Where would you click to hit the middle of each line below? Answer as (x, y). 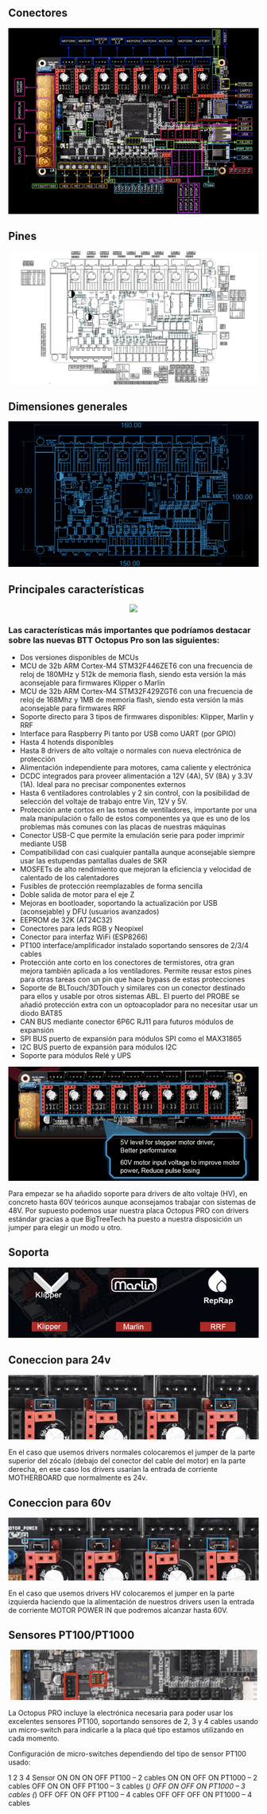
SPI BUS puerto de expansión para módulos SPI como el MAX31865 (131, 1039)
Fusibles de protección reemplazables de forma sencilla (111, 886)
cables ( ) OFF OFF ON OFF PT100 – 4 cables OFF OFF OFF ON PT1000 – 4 (130, 1795)
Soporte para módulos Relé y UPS (75, 1056)
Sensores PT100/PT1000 (72, 1635)
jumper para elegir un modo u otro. (66, 1227)
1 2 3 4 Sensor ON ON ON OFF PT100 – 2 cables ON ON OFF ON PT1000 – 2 (133, 1778)
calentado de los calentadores (69, 878)
